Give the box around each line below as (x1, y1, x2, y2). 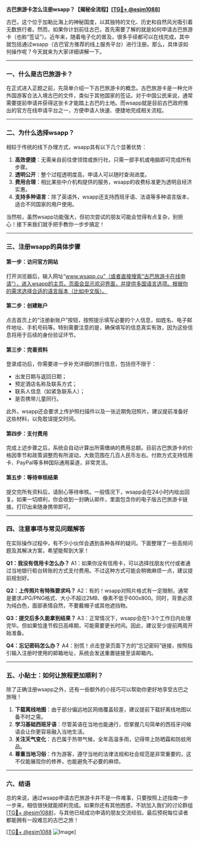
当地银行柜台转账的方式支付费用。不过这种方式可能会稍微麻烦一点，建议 (11, 567, 188, 574)
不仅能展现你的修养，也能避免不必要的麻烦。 (14, 758, 124, 765)
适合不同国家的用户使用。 (14, 200, 78, 207)
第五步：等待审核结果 (6, 473, 58, 480)
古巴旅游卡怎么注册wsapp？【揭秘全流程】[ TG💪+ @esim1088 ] (6, 6, 161, 12)
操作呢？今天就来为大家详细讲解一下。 (11, 48, 105, 55)
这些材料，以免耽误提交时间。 (6, 415, 79, 422)
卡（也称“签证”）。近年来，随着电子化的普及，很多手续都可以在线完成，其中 (6, 33, 190, 40)
